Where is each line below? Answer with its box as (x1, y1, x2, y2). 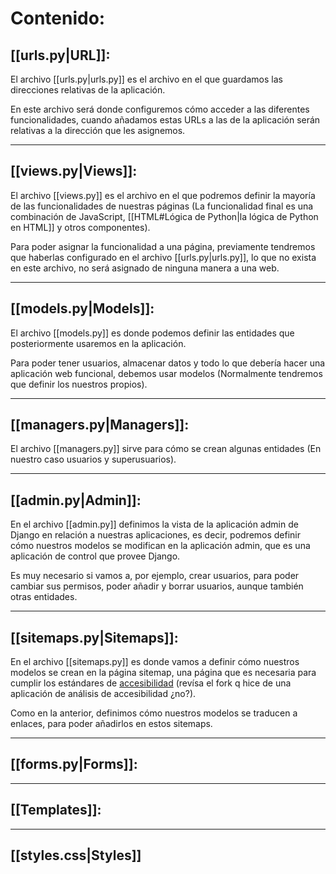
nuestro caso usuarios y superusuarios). (10, 453, 177, 466)
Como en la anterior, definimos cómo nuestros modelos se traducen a (10, 707, 298, 719)
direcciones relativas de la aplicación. (10, 84, 166, 96)
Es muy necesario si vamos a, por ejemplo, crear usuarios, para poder (10, 570, 300, 582)
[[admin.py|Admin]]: (10, 492, 142, 509)
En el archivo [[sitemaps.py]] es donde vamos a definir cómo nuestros (10, 656, 300, 668)
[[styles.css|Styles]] (10, 847, 142, 864)
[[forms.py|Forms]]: (10, 756, 138, 773)
